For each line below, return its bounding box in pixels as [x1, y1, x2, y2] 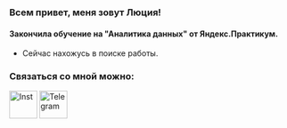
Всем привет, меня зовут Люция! [9, 6, 162, 19]
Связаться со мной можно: [9, 70, 135, 83]
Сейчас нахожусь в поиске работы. [21, 48, 159, 59]
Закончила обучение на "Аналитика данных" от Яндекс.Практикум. [9, 28, 279, 39]
